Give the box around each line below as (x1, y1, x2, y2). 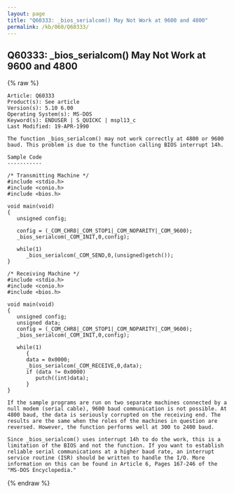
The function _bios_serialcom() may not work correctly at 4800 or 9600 (7, 135, 224, 142)
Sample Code (7, 154, 42, 161)
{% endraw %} (7, 479, 50, 487)
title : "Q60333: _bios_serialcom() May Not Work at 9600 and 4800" (7, 17, 209, 24)
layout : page (7, 10, 46, 18)
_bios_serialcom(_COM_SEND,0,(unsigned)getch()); (25, 252, 174, 259)
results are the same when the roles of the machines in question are (7, 418, 218, 425)
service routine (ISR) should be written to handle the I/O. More (7, 454, 205, 461)
